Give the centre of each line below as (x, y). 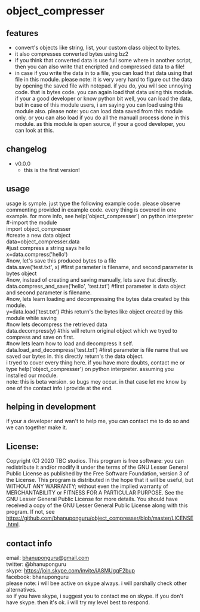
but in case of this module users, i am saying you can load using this (99, 105)
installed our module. (32, 375)
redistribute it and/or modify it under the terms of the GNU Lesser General (97, 467)
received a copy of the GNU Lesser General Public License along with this (97, 505)
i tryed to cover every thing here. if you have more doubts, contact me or (96, 362)
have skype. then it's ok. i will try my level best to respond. (78, 602)
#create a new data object (38, 235)
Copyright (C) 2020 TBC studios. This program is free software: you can (95, 461)
